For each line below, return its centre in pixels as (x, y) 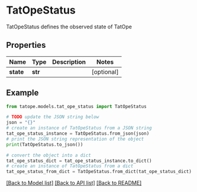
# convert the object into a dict (49, 155)
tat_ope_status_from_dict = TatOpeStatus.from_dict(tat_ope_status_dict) (99, 172)
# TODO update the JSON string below (53, 117)
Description (69, 61)
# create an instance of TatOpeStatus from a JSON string (79, 128)
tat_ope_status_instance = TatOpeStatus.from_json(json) (78, 134)
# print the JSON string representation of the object (75, 139)
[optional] (105, 71)
